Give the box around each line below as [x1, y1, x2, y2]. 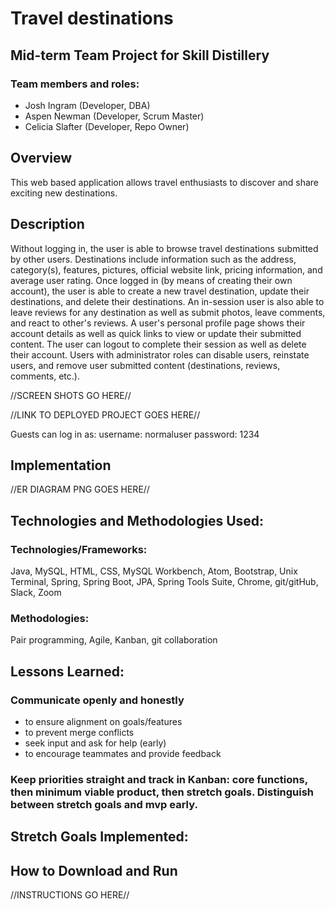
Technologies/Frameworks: [10, 542, 148, 556]
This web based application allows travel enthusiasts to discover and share [10, 176, 320, 188]
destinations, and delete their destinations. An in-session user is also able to [10, 295, 325, 307]
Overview [10, 150, 73, 167]
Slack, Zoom [10, 587, 62, 598]
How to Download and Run [10, 862, 178, 879]
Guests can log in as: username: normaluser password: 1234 [10, 428, 260, 440]
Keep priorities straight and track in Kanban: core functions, [10, 772, 308, 786]
